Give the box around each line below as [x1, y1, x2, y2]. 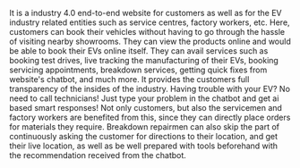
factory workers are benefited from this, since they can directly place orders [9, 112, 291, 122]
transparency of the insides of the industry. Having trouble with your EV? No [9, 84, 291, 94]
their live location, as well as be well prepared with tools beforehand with [9, 140, 279, 151]
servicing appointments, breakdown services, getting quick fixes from [9, 64, 268, 75]
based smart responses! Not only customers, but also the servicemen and [9, 103, 282, 113]
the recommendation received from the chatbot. [9, 150, 186, 160]
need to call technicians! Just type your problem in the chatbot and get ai [9, 93, 279, 104]
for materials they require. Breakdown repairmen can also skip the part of [9, 122, 280, 132]
